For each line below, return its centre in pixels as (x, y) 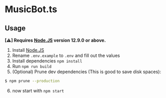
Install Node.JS (28, 50)
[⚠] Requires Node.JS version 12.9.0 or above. (56, 40)
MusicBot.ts (31, 9)
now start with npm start (38, 90)
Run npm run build (32, 66)
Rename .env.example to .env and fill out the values (66, 55)
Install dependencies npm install (47, 61)
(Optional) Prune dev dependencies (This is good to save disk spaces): (87, 72)
